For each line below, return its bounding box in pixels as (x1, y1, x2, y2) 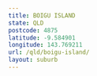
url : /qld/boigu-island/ (8, 48, 90, 56)
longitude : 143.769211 (8, 41, 83, 49)
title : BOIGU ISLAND (8, 11, 76, 20)
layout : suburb (8, 56, 58, 64)
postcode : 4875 (8, 26, 58, 34)
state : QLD (8, 19, 44, 27)
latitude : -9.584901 (8, 33, 76, 42)
